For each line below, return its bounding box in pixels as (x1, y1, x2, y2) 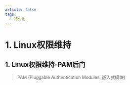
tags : (5, 12, 16, 17)
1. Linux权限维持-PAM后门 (5, 60, 86, 69)
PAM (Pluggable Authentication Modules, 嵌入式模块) (17, 75, 126, 81)
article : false (5, 7, 37, 12)
